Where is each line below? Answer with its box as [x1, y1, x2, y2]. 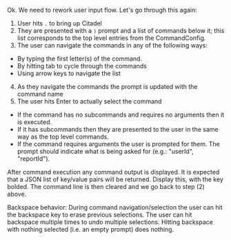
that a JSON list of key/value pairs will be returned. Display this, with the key [7, 175, 224, 183]
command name [17, 90, 63, 98]
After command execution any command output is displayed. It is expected [7, 168, 220, 176]
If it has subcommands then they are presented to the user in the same [17, 126, 219, 133]
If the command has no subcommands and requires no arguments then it [17, 110, 225, 119]
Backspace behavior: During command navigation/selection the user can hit [7, 203, 223, 211]
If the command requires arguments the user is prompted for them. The [17, 140, 221, 148]
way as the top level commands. [17, 132, 109, 141]
